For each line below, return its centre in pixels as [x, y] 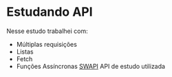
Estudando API [50, 12]
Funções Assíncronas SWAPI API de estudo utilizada [91, 66]
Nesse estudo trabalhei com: [47, 31]
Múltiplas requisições [46, 44]
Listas [25, 52]
